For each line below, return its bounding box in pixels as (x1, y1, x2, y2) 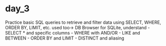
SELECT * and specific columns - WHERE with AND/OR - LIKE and (5, 30, 140, 36)
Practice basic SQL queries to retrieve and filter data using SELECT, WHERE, (5, 19, 162, 25)
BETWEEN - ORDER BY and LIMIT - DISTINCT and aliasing (5, 35, 125, 41)
